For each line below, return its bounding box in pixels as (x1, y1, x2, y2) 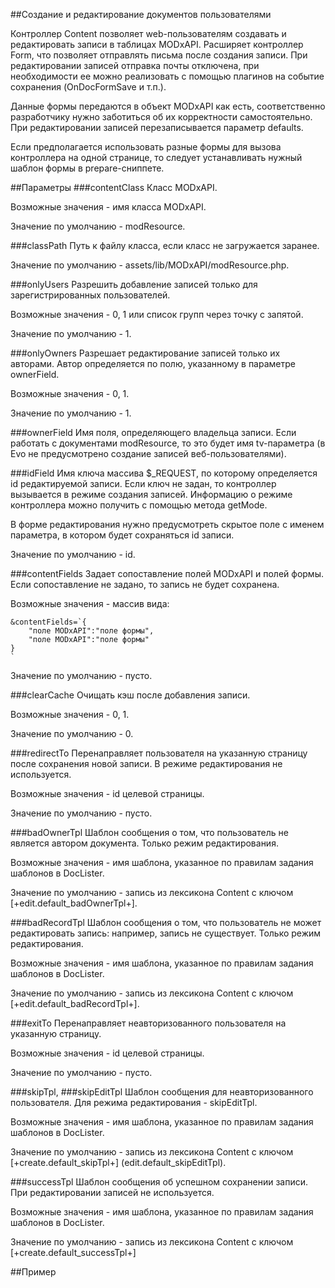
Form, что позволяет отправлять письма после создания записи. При (10, 49, 308, 61)
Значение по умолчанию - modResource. (10, 220, 186, 232)
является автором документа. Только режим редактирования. (10, 837, 279, 849)
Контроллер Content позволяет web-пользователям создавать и (10, 28, 287, 39)
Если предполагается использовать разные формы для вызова (10, 141, 282, 153)
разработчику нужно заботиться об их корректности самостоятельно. (10, 111, 313, 123)
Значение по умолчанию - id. (10, 549, 136, 560)
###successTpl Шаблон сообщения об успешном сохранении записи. (10, 1176, 309, 1188)
